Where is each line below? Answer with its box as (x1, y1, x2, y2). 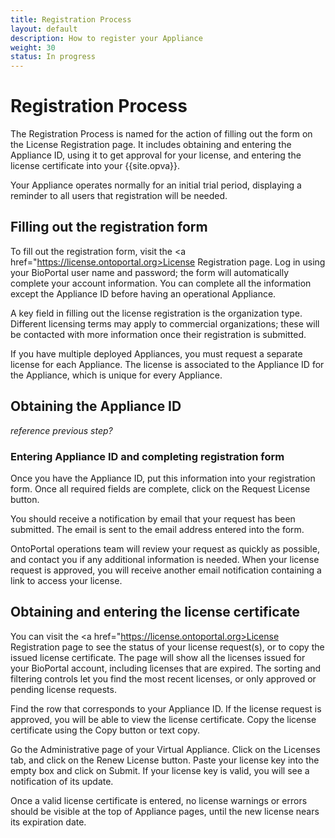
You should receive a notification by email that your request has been (10, 512, 296, 525)
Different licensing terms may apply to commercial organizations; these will (10, 317, 320, 330)
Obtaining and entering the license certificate (10, 604, 300, 621)
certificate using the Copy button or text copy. (10, 724, 201, 736)
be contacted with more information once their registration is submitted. (10, 328, 307, 340)
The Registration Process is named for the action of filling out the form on (10, 128, 313, 140)
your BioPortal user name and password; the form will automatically (10, 266, 290, 278)
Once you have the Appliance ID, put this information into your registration (10, 472, 316, 484)
